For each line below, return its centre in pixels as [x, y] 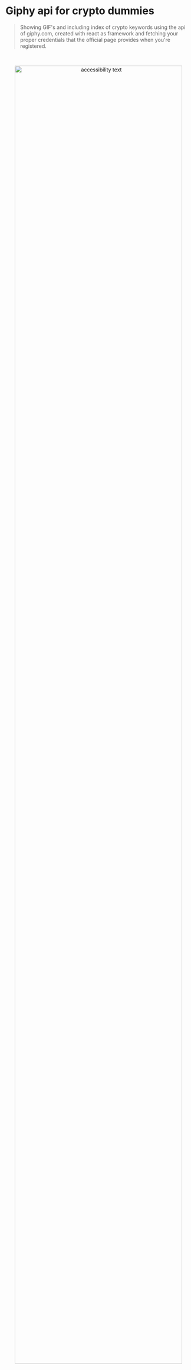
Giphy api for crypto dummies [80, 11]
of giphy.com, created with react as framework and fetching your [99, 33]
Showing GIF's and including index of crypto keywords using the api [103, 27]
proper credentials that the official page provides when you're [95, 40]
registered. [33, 46]
